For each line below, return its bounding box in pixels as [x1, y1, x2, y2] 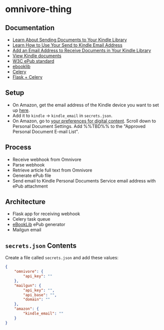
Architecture [5, 198, 46, 206]
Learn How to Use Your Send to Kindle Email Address [12, 42, 122, 48]
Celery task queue [12, 216, 51, 222]
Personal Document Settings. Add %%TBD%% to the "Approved [12, 123, 146, 129]
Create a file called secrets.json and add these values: [5, 255, 119, 261]
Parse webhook [12, 161, 45, 168]
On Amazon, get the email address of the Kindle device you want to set [12, 102, 159, 108]
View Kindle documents [12, 53, 61, 59]
